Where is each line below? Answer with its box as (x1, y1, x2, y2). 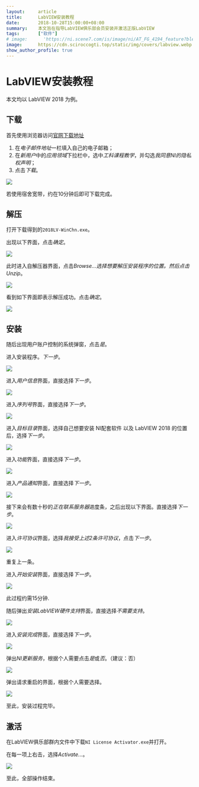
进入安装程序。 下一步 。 (6, 353, 63, 361)
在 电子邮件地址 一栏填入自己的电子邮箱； (14, 144, 114, 151)
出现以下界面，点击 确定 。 (6, 239, 69, 246)
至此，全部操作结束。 (6, 775, 58, 782)
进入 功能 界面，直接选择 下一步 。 (6, 456, 84, 463)
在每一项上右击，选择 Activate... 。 (6, 751, 88, 758)
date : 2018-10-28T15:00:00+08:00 (6, 20, 105, 26)
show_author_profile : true (6, 48, 73, 53)
